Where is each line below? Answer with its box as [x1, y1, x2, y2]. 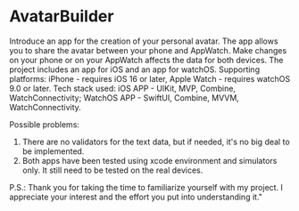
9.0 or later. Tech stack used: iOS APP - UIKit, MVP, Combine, [9, 83, 237, 93]
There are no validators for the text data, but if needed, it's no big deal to [21, 136, 290, 147]
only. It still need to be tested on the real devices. [21, 165, 203, 175]
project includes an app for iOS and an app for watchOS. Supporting [9, 64, 261, 75]
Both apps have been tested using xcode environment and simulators [21, 155, 278, 166]
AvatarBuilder [9, 6, 114, 27]
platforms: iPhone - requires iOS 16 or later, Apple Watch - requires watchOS [9, 73, 291, 84]
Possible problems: [9, 118, 80, 130]
